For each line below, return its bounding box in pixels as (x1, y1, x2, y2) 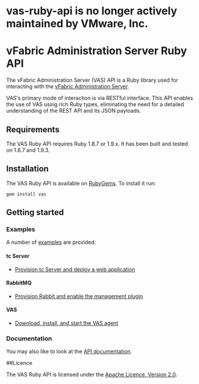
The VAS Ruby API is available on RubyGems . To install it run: (6, 179, 156, 187)
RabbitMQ (6, 279, 32, 287)
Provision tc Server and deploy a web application (14, 265, 135, 272)
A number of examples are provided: (6, 239, 97, 246)
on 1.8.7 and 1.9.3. (6, 146, 50, 153)
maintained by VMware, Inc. (6, 17, 148, 30)
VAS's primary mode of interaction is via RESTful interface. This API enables (6, 94, 194, 102)
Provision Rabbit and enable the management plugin (14, 292, 144, 299)
